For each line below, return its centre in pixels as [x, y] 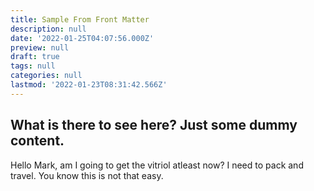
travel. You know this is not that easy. [87, 175]
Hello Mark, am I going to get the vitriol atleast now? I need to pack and [157, 165]
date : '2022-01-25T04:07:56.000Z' [82, 38]
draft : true [35, 57]
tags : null [33, 66]
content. [37, 141]
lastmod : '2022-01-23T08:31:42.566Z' [89, 85]
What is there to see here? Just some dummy [154, 125]
